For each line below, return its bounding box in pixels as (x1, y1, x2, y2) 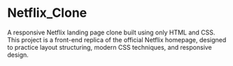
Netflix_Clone (7, 5, 87, 21)
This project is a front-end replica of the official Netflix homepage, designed (7, 35, 227, 44)
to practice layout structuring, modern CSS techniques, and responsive (7, 43, 212, 51)
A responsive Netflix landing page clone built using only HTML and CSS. (7, 28, 216, 37)
